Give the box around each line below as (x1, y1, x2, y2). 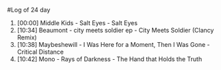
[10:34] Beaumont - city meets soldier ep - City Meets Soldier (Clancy (16, 27, 214, 34)
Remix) (16, 33, 38, 41)
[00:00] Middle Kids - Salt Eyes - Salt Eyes (16, 19, 138, 27)
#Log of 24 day (7, 6, 51, 14)
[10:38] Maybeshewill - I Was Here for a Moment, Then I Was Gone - (16, 41, 210, 48)
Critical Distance (16, 48, 64, 56)
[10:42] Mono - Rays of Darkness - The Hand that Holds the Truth (16, 55, 203, 63)
